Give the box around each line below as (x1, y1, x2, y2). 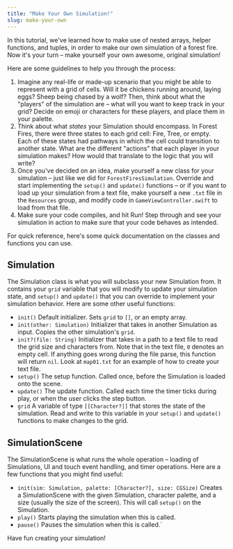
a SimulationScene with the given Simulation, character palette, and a (17, 491, 217, 500)
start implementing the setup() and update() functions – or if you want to (17, 181, 227, 189)
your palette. (17, 114, 54, 122)
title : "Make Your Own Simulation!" (7, 10, 113, 17)
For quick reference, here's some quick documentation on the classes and (7, 231, 220, 240)
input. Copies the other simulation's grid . (17, 328, 136, 336)
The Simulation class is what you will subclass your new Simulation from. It (7, 278, 222, 286)
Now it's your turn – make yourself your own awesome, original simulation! (7, 50, 221, 59)
